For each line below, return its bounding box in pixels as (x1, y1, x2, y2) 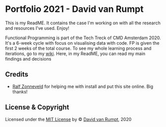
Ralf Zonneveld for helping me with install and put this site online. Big (12, 83, 154, 89)
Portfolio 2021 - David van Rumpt (5, 3, 144, 15)
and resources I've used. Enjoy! (5, 25, 69, 31)
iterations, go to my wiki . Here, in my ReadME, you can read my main (5, 51, 146, 57)
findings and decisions (5, 56, 52, 62)
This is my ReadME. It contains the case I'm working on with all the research (5, 20, 161, 26)
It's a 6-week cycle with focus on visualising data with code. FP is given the (5, 40, 160, 46)
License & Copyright (5, 103, 69, 112)
